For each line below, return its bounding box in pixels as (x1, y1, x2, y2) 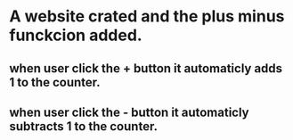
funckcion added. (9, 25, 142, 45)
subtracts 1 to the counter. (9, 119, 159, 134)
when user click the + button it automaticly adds (9, 61, 283, 76)
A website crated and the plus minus (9, 6, 285, 27)
